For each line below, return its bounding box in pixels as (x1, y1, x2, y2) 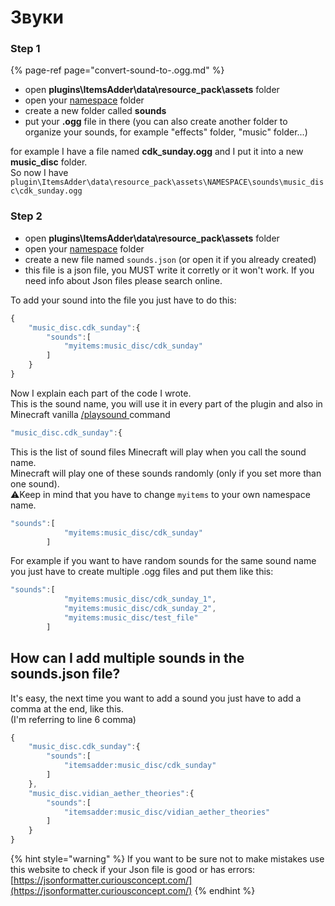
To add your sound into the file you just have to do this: (10, 294, 237, 306)
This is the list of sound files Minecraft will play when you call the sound (10, 446, 307, 458)
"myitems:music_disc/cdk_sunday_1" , (63, 594, 217, 605)
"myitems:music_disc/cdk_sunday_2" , (63, 604, 217, 614)
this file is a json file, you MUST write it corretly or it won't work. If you (24, 264, 315, 276)
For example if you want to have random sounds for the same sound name (10, 555, 317, 567)
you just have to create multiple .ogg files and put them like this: (10, 566, 274, 578)
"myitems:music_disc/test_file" (63, 613, 199, 623)
